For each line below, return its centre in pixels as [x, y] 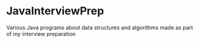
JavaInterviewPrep [55, 11]
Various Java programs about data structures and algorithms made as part [100, 27]
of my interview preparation [41, 33]
